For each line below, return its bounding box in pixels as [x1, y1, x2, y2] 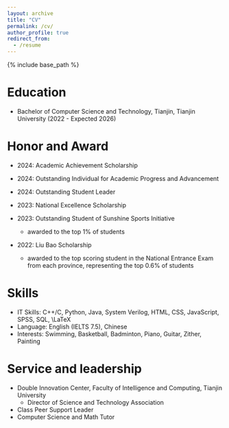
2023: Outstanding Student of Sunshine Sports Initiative [16, 214, 175, 223]
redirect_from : [7, 36, 51, 42]
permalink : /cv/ [7, 23, 53, 29]
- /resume [13, 42, 41, 49]
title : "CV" [7, 16, 41, 23]
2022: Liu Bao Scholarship [16, 240, 92, 249]
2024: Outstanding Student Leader [16, 188, 116, 196]
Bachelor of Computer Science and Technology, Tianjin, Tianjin [16, 107, 195, 115]
